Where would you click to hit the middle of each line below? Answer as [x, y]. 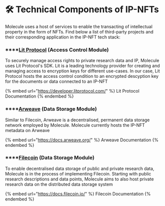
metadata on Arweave [28, 130]
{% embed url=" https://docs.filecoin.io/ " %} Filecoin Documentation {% [78, 194]
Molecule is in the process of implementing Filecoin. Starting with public [78, 173]
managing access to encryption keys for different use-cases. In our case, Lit [82, 71]
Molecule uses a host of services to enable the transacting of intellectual [79, 26]
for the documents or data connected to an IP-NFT [56, 81]
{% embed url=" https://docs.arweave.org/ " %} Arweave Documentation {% [82, 140]
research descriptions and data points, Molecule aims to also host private [80, 179]
